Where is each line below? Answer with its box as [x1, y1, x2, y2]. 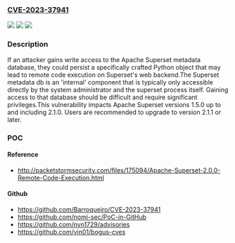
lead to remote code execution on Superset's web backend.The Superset [7, 70, 220, 79]
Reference [7, 150, 39, 159]
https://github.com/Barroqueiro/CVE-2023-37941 [17, 205, 161, 213]
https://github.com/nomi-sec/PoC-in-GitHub [17, 213, 146, 221]
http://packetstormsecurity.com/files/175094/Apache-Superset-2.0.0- [17, 166, 221, 174]
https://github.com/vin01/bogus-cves [17, 228, 126, 236]
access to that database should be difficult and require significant [7, 93, 198, 101]
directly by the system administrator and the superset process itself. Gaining [7, 85, 229, 94]
